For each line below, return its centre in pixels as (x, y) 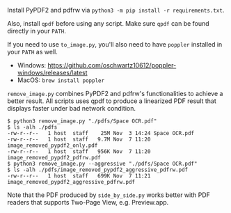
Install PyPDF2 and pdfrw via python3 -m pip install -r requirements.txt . (116, 10)
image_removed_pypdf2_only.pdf (53, 145)
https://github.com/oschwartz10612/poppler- (112, 65)
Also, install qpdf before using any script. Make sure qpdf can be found (109, 23)
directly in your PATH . (37, 31)
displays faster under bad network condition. (71, 108)
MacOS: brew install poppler (61, 80)
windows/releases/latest (53, 73)
